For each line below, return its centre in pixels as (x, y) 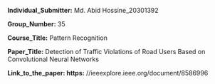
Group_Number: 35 (36, 24)
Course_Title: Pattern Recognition (58, 38)
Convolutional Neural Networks (53, 59)
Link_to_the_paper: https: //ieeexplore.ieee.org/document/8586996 (108, 73)
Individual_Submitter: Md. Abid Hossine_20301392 (83, 10)
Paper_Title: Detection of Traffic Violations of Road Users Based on (106, 52)
